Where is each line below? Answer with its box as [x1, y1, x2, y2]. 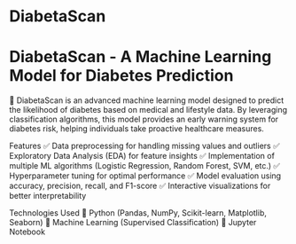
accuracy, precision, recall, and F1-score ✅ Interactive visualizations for [9, 180, 271, 192]
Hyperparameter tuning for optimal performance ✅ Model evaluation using [9, 170, 282, 181]
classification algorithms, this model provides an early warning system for [9, 114, 279, 125]
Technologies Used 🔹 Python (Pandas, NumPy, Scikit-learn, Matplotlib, [9, 208, 268, 218]
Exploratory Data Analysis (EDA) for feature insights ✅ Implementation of [9, 151, 275, 161]
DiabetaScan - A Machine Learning [9, 47, 272, 67]
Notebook [9, 226, 46, 237]
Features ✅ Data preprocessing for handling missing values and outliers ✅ [9, 140, 281, 152]
